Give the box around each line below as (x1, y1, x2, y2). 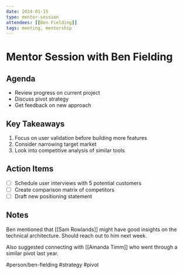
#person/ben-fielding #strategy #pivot (6, 261, 99, 268)
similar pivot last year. (6, 249, 59, 256)
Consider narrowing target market (14, 141, 97, 148)
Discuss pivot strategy (14, 95, 69, 103)
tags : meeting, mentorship (6, 25, 72, 31)
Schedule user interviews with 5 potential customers (14, 179, 142, 186)
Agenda (6, 73, 36, 83)
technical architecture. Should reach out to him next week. (6, 232, 147, 239)
